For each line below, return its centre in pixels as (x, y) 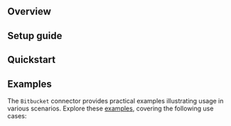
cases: (17, 115)
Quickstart (32, 60)
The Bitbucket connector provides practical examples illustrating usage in (116, 101)
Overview (29, 12)
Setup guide (35, 36)
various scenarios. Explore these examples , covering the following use (111, 108)
